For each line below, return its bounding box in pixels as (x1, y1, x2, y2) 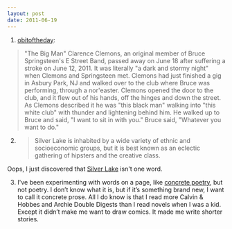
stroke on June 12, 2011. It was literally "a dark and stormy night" (24, 64, 209, 72)
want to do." (24, 123, 60, 131)
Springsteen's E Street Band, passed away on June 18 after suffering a (24, 56, 226, 65)
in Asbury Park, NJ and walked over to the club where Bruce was (24, 78, 210, 87)
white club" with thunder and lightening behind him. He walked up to (24, 108, 220, 117)
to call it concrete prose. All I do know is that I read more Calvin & (17, 192, 204, 201)
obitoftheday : (17, 35, 55, 44)
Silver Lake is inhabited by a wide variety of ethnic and (34, 136, 190, 144)
